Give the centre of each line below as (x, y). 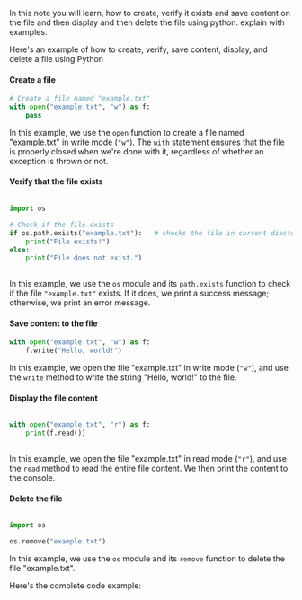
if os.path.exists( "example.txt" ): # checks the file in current (138, 233)
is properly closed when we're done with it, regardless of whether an (137, 151)
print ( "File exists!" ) (68, 242)
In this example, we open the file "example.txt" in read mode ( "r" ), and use (148, 458)
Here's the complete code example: (75, 585)
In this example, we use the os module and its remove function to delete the (147, 558)
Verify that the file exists (56, 181)
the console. (32, 477)
